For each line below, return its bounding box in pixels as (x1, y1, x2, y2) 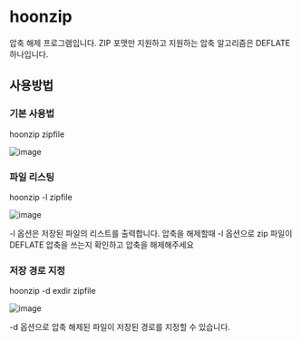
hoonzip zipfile (9, 129, 65, 140)
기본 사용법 (9, 107, 55, 120)
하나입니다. (9, 48, 49, 60)
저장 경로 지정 (9, 264, 66, 277)
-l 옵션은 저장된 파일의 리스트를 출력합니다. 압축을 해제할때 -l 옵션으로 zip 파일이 (9, 228, 293, 239)
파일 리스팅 (9, 170, 55, 183)
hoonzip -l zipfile (9, 191, 73, 202)
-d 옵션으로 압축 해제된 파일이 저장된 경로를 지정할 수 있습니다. (9, 322, 231, 333)
